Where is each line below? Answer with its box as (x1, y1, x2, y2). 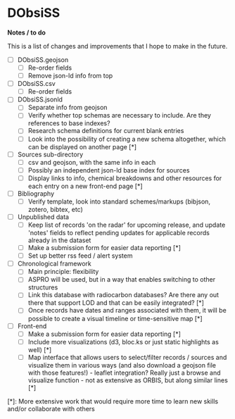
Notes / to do (7, 28, 46, 37)
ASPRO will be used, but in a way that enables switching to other (27, 275, 216, 284)
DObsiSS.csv (17, 80, 56, 88)
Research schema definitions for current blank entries (27, 127, 184, 135)
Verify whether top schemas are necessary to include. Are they (27, 111, 211, 120)
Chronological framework (17, 259, 91, 268)
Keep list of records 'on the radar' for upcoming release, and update (27, 220, 226, 229)
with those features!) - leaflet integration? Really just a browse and (27, 368, 221, 377)
